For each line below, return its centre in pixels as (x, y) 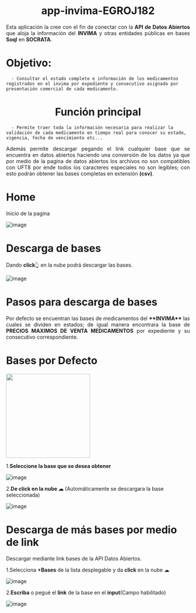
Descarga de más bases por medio (92, 530)
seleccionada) (23, 495)
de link (22, 542)
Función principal (98, 112)
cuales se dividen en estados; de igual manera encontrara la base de (98, 324)
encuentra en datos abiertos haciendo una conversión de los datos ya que (98, 155)
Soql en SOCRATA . (29, 39)
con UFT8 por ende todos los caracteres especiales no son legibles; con (98, 167)
